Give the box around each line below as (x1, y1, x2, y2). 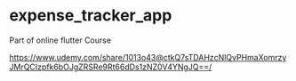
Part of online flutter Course (9, 35, 112, 45)
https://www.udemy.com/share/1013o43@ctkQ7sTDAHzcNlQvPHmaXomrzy (9, 52, 287, 62)
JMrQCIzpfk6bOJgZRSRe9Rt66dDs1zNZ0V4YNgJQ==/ (9, 61, 212, 72)
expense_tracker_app (9, 5, 172, 26)
